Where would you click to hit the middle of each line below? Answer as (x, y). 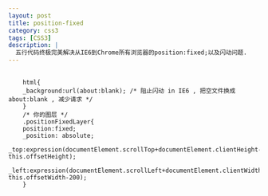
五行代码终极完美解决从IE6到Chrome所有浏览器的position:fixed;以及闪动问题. (131, 53)
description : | (33, 45)
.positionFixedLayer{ (58, 122)
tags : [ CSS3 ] (30, 38)
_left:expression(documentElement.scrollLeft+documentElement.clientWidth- (137, 171)
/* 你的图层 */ (45, 115)
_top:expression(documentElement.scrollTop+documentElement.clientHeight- (135, 150)
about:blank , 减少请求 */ (51, 100)
